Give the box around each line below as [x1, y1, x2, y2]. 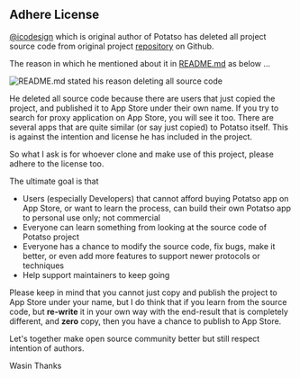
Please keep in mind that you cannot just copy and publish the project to [9, 287, 277, 298]
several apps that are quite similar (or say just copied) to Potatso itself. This [9, 121, 288, 132]
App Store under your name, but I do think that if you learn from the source [9, 296, 287, 307]
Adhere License [9, 7, 100, 22]
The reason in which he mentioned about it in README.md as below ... [9, 58, 271, 68]
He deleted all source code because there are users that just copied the [9, 93, 276, 103]
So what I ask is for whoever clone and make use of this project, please [9, 148, 275, 159]
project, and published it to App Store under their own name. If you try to [9, 103, 279, 113]
